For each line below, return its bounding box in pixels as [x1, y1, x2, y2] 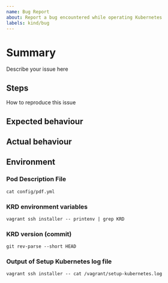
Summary [6, 46, 56, 59]
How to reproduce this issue [6, 99, 76, 106]
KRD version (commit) [6, 230, 72, 238]
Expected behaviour [6, 116, 83, 127]
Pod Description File [6, 175, 67, 183]
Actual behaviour [6, 136, 72, 147]
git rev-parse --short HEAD [6, 243, 77, 249]
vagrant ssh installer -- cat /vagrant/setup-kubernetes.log [6, 271, 163, 277]
